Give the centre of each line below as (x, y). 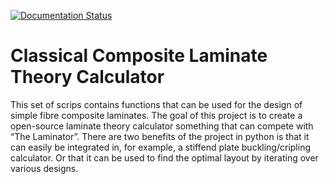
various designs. (44, 168)
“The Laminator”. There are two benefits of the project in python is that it (160, 136)
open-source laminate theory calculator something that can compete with (162, 126)
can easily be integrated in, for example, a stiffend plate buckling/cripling (160, 147)
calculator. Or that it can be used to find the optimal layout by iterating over (164, 157)
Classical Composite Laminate (139, 56)
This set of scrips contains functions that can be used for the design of (156, 104)
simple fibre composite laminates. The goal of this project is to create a (156, 115)
